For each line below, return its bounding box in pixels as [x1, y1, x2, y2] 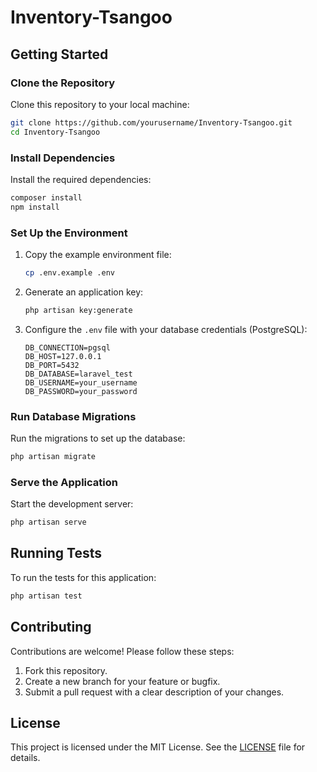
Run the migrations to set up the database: [10, 432, 186, 445]
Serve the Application [10, 475, 118, 489]
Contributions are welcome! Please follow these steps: [10, 645, 235, 657]
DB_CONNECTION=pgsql [24, 342, 111, 353]
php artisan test [10, 591, 83, 601]
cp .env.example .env [24, 267, 115, 278]
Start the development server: [10, 498, 134, 510]
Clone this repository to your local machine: [10, 98, 190, 110]
